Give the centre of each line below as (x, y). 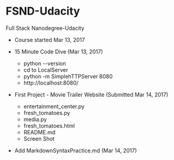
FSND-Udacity (43, 11)
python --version (45, 63)
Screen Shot (39, 139)
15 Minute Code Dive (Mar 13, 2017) (59, 51)
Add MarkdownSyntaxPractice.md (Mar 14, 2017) (75, 150)
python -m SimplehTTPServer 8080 (68, 76)
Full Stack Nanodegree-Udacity (45, 28)
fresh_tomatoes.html (49, 125)
